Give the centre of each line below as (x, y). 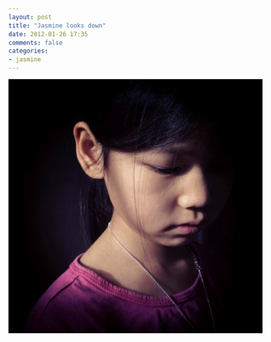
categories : (28, 51)
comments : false (35, 43)
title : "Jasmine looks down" (57, 25)
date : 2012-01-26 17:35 (48, 34)
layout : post (30, 17)
